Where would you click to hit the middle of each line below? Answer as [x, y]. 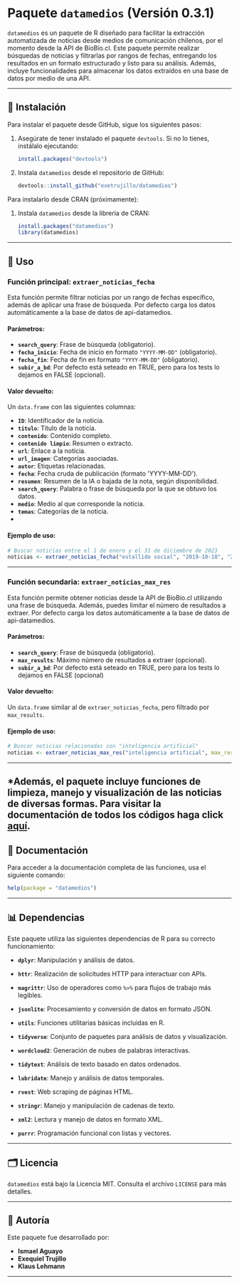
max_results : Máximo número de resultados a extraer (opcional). [112, 659]
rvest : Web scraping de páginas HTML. [75, 1092]
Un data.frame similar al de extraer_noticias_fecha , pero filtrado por [108, 707]
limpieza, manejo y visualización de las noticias [115, 793]
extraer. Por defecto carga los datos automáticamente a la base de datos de [118, 612]
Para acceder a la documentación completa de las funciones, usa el [107, 867]
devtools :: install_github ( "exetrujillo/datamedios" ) [97, 186]
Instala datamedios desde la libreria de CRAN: [84, 213]
